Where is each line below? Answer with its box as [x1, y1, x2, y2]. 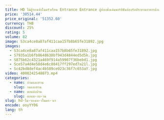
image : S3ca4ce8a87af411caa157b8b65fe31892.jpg [5, 39, 104, 44]
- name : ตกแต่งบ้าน [9, 89, 42, 94]
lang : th [5, 107, 23, 113]
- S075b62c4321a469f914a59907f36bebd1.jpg [9, 57, 97, 62]
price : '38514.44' [5, 12, 42, 17]
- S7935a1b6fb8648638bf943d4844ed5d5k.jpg [9, 52, 97, 58]
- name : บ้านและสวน [9, 80, 44, 85]
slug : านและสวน [14, 84, 42, 90]
